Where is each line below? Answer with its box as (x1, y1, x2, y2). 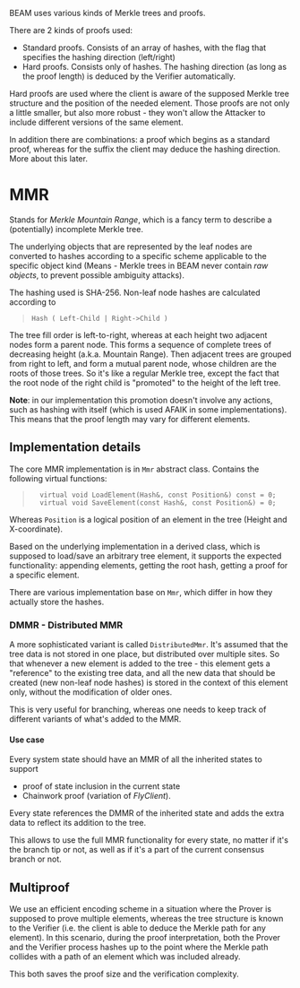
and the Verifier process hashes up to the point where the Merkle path (9, 941, 269, 953)
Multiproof (9, 880, 70, 895)
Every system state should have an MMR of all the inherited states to (9, 754, 262, 765)
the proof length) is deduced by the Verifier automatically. (21, 71, 236, 82)
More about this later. (9, 153, 88, 164)
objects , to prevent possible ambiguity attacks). (9, 269, 185, 281)
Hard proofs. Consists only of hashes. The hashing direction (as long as (21, 62, 287, 72)
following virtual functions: (9, 472, 107, 483)
